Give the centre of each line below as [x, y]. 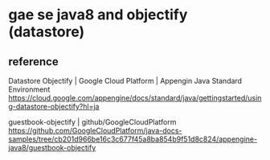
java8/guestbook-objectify [52, 148]
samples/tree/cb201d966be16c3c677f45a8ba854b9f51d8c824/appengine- [133, 139]
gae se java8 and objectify [98, 15]
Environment [29, 89]
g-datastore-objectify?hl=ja [54, 107]
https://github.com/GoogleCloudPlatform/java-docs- [95, 131]
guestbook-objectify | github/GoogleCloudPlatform [92, 122]
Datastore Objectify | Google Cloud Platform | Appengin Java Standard [125, 81]
